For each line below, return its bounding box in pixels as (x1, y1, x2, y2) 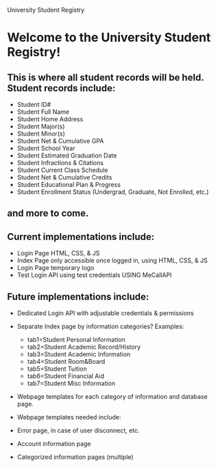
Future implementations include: (7, 291, 149, 302)
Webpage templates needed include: (16, 413, 121, 421)
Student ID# (16, 101, 51, 108)
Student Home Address (16, 115, 84, 123)
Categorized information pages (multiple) (16, 453, 134, 461)
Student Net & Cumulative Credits (16, 173, 112, 181)
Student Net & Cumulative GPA (16, 137, 104, 145)
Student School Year (16, 144, 75, 152)
